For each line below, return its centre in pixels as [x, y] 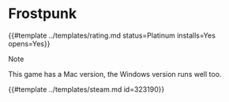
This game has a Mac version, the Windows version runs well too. [115, 74]
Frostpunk [43, 14]
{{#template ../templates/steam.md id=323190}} [86, 89]
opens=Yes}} [29, 43]
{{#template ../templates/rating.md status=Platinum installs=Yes [112, 35]
